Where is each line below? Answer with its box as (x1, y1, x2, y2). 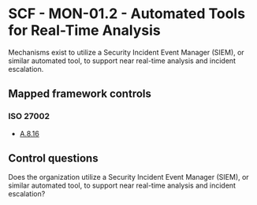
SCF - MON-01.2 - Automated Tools (8, 5, 246, 23)
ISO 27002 (8, 111, 50, 122)
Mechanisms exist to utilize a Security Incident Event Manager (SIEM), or (8, 47, 244, 57)
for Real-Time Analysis (8, 21, 161, 39)
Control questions (8, 151, 99, 166)
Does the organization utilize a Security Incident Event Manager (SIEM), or (8, 173, 250, 182)
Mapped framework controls (8, 88, 152, 101)
